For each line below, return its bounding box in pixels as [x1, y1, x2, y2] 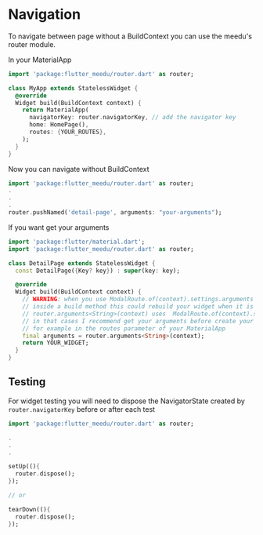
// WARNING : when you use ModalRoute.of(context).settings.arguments [22, 296, 254, 304]
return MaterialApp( [22, 106, 89, 115]
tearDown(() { [8, 505, 51, 513]
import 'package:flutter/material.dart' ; [8, 238, 146, 246]
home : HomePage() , [28, 121, 89, 129]
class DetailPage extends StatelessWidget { [8, 259, 156, 267]
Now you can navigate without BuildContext [8, 164, 150, 173]
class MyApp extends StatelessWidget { [8, 84, 139, 92]
